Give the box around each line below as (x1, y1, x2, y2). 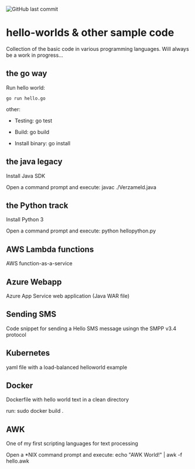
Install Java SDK (6, 172, 46, 179)
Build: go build (14, 128, 50, 135)
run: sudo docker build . (6, 408, 64, 415)
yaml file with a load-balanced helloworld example (6, 364, 128, 371)
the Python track (6, 200, 69, 210)
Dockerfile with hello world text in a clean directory (6, 396, 129, 403)
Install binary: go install (14, 139, 71, 146)
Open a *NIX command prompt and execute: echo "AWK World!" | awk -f (6, 451, 183, 458)
